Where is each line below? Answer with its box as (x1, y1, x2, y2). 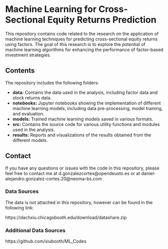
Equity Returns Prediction (47, 14, 156, 25)
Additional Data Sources (5, 226, 66, 233)
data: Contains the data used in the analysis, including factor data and (12, 89, 158, 95)
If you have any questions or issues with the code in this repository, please (5, 165, 159, 171)
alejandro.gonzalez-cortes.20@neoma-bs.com (5, 175, 102, 181)
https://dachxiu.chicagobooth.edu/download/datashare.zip (5, 214, 127, 220)
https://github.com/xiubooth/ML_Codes (5, 238, 87, 244)
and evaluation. (12, 110, 45, 116)
